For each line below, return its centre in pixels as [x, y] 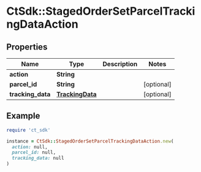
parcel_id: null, [34, 152]
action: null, [30, 147]
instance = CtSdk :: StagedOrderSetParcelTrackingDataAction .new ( [90, 141]
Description [120, 64]
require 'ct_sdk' [28, 130]
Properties [27, 47]
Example [23, 116]
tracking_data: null [38, 158]
